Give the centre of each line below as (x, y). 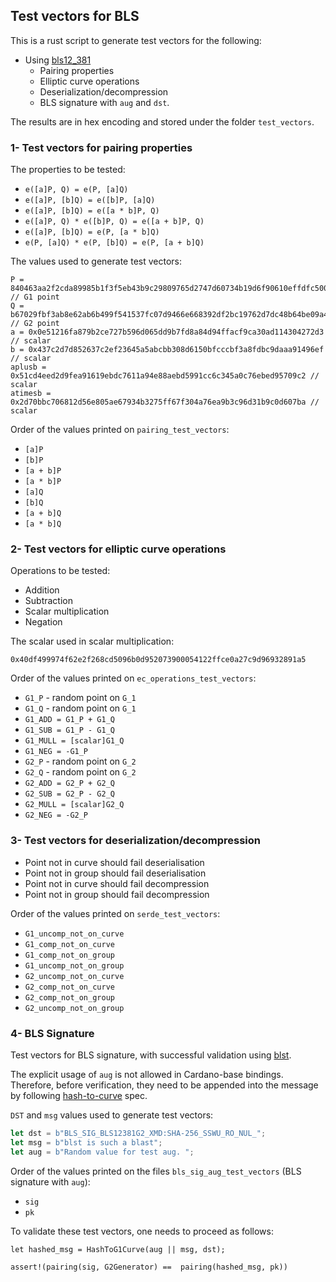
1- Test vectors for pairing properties (101, 147)
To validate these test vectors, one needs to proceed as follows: (142, 1231)
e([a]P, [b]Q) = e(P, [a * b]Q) (92, 232)
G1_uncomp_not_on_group (74, 965)
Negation (43, 622)
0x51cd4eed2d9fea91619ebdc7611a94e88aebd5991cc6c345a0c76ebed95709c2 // (165, 376)
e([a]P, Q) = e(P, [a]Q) (76, 190)
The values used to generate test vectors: (96, 261)
